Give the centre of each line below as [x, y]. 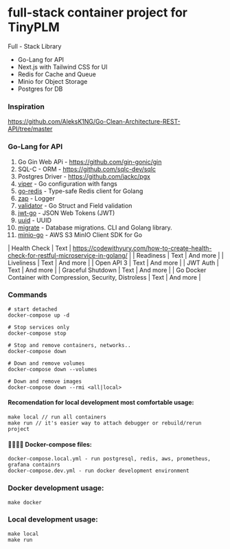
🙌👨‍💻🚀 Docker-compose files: [50, 444]
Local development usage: [53, 519]
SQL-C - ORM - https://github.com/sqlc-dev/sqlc [87, 169]
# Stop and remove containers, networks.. [69, 345]
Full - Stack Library [35, 46]
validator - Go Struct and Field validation [75, 205]
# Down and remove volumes [46, 363]
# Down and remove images [45, 381]
